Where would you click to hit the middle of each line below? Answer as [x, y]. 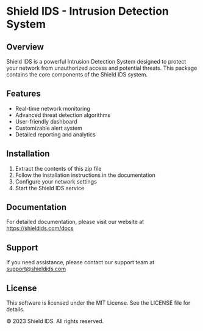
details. [16, 310]
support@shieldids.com [36, 269]
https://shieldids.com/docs [40, 228]
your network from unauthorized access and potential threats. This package [102, 68]
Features [23, 94]
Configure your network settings [56, 181]
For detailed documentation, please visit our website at [75, 222]
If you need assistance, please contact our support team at [80, 262]
